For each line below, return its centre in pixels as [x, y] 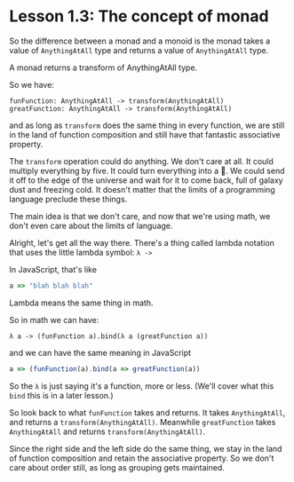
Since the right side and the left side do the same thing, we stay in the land [146, 448]
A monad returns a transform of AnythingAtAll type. [103, 67]
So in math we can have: [54, 320]
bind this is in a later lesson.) [61, 395]
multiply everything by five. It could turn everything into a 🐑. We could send [147, 170]
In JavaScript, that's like [53, 269]
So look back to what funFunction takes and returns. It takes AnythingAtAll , [147, 412]
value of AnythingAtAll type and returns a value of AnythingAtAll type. [139, 50]
